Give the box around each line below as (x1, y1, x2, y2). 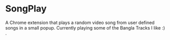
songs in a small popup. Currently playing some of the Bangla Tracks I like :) (5, 24, 165, 30)
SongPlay (5, 3, 47, 14)
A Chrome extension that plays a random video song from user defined (5, 19, 155, 25)
